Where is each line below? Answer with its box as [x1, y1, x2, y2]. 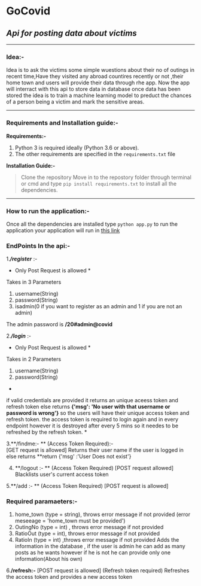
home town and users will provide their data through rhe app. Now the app [6, 79, 190, 86]
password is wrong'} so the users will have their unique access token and [6, 409, 190, 417]
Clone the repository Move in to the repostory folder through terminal [20, 174, 191, 181]
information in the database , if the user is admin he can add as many [14, 543, 185, 550]
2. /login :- [6, 332, 32, 339]
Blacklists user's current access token [14, 471, 109, 478]
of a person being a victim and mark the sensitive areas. [6, 98, 145, 105]
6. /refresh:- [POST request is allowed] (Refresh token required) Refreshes [6, 567, 190, 574]
